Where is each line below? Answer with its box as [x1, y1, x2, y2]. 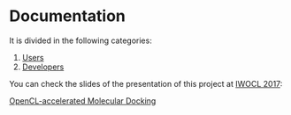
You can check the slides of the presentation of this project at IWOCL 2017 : [9, 78, 283, 89]
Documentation [9, 6, 126, 26]
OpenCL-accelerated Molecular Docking [9, 95, 157, 106]
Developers [21, 61, 65, 72]
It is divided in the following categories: [9, 35, 152, 46]
